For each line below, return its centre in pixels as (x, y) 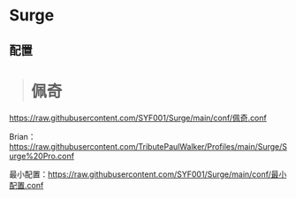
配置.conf (27, 185)
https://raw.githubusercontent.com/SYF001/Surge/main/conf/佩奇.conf (138, 118)
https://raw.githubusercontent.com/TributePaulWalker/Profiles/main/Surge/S (148, 146)
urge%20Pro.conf (42, 156)
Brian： (23, 136)
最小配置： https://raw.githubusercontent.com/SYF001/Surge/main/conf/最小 (148, 174)
